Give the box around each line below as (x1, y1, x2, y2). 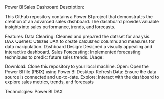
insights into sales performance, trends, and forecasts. (5, 24, 116, 30)
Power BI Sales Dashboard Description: (5, 4, 85, 10)
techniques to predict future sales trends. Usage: (5, 54, 104, 60)
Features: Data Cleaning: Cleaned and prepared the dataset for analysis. (5, 34, 151, 39)
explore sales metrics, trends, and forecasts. (5, 79, 95, 85)
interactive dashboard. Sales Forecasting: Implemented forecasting (5, 49, 141, 55)
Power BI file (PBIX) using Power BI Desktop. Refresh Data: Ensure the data (5, 69, 157, 75)
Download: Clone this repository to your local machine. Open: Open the (5, 63, 149, 69)
